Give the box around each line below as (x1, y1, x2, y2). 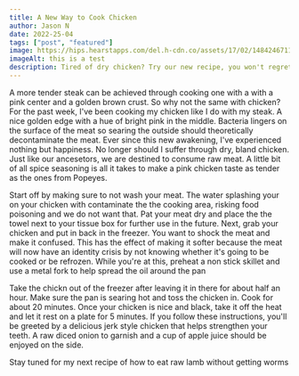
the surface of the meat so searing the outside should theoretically (9, 125, 254, 135)
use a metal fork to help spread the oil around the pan (9, 265, 206, 276)
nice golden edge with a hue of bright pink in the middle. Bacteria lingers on (9, 115, 287, 126)
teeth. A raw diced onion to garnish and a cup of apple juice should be (9, 330, 267, 340)
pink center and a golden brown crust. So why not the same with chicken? (9, 96, 281, 107)
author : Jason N (9, 21, 69, 30)
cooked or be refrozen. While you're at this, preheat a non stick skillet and (9, 256, 280, 266)
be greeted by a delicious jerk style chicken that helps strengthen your (9, 320, 269, 331)
